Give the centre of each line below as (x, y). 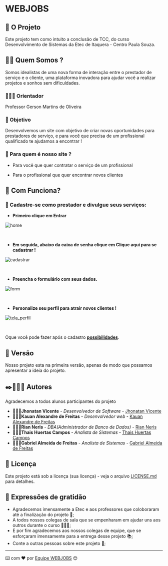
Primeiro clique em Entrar (39, 216)
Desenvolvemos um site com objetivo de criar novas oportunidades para (80, 131)
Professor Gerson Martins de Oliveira (43, 107)
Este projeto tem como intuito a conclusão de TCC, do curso (67, 39)
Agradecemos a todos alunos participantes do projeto (61, 401)
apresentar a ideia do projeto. (35, 370)
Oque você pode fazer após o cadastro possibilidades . (62, 337)
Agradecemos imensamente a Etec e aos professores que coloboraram (86, 509)
